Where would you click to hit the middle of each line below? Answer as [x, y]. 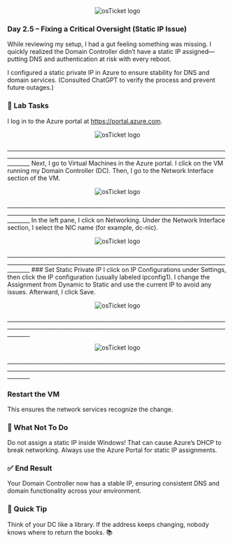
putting [17, 59]
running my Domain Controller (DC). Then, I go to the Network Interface [111, 170]
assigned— [198, 52]
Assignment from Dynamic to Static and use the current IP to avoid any [110, 284]
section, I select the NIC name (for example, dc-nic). [83, 227]
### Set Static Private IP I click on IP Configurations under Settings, [129, 269]
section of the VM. [34, 178]
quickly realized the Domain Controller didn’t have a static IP [94, 52]
